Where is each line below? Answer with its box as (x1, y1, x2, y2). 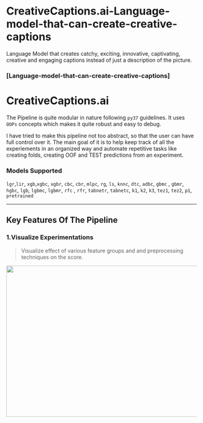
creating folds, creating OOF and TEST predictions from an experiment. (6, 151, 184, 159)
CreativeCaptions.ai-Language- (6, 4, 170, 18)
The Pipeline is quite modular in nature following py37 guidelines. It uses (6, 114, 185, 121)
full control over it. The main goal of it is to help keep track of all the (6, 138, 175, 146)
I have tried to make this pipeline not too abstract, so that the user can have (6, 132, 195, 139)
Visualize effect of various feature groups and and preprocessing (21, 247, 184, 254)
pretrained (6, 193, 34, 199)
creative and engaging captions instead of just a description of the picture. (6, 56, 192, 64)
